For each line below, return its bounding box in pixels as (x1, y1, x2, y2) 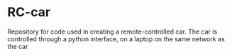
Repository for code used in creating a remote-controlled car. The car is (7, 27, 218, 36)
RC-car (7, 4, 51, 20)
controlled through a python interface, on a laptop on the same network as (7, 34, 225, 43)
